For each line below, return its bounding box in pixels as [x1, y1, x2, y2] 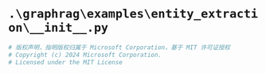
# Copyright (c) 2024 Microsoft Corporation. [8, 51, 162, 59]
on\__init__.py [8, 21, 109, 36]
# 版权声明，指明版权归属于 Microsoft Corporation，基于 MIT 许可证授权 [8, 43, 231, 52]
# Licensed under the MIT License [8, 58, 123, 66]
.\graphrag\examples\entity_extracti [8, 6, 259, 21]
